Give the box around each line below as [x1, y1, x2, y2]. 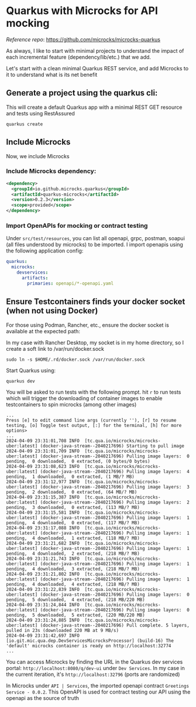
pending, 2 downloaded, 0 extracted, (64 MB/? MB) [6, 489, 137, 495]
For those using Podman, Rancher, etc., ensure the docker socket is [6, 321, 170, 329]
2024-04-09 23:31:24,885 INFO [6, 617, 80, 623]
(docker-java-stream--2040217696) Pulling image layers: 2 [40, 499, 190, 505]
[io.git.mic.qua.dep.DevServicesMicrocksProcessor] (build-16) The [6, 637, 174, 644]
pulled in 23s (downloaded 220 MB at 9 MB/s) [6, 627, 119, 633]
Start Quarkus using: [6, 367, 56, 374]
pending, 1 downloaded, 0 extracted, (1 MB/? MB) [6, 473, 135, 480]
